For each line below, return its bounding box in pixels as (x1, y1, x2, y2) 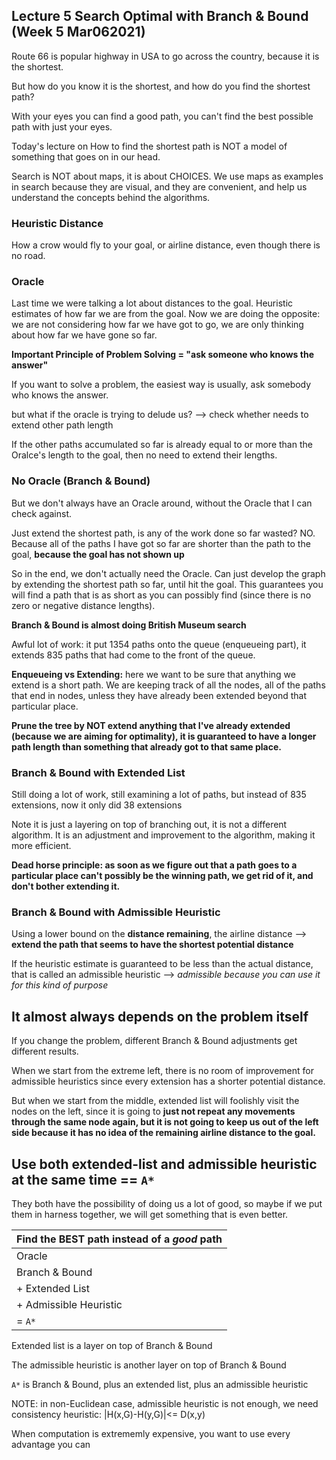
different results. (11, 1045, 79, 1058)
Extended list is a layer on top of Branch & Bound (11, 1339, 213, 1351)
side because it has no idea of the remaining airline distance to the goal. (11, 1127, 316, 1139)
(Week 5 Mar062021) (11, 24, 146, 41)
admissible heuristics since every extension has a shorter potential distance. (11, 1075, 326, 1088)
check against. (11, 507, 73, 519)
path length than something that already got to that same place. (11, 740, 282, 753)
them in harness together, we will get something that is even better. (11, 1208, 289, 1220)
